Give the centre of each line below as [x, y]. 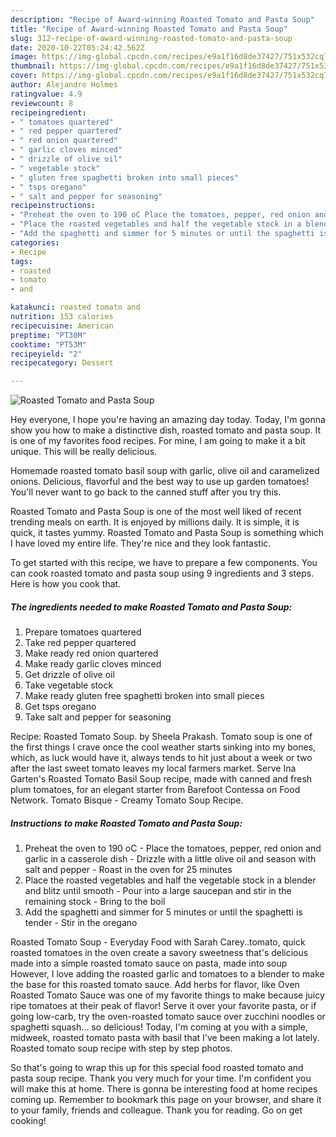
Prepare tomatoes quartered [83, 632]
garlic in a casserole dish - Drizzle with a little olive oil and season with [170, 859]
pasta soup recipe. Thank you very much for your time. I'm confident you [161, 1078]
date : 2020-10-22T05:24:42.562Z [77, 47]
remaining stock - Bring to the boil [95, 902]
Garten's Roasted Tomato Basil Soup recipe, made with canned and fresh [161, 779]
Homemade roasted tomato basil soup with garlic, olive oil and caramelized [165, 471]
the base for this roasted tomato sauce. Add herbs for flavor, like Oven [155, 985]
